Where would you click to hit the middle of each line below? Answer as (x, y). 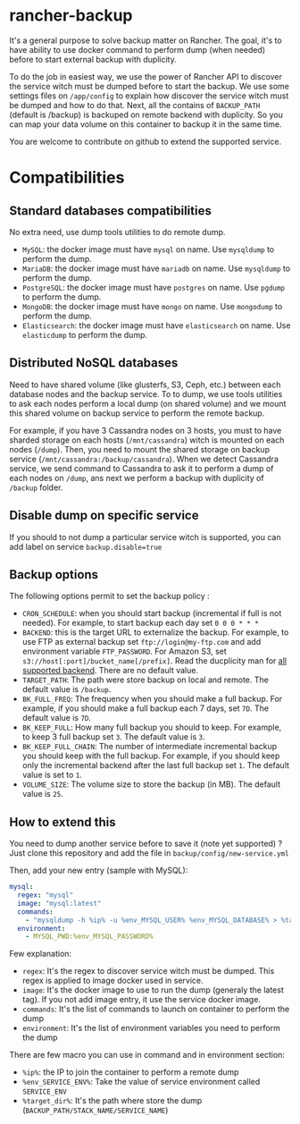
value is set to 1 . (52, 775)
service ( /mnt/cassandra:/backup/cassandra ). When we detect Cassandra (144, 459)
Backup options (54, 575)
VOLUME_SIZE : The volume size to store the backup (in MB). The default (151, 784)
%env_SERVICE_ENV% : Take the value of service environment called (141, 1082)
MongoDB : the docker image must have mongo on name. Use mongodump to (152, 306)
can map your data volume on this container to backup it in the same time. (146, 124)
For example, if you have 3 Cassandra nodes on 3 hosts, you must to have (146, 430)
